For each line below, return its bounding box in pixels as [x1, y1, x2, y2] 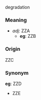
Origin [5, 46, 21, 53]
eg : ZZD [5, 81, 22, 87]
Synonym [5, 69, 29, 76]
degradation [5, 4, 30, 10]
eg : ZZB [19, 33, 36, 39]
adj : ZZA [12, 28, 30, 34]
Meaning [5, 16, 27, 23]
